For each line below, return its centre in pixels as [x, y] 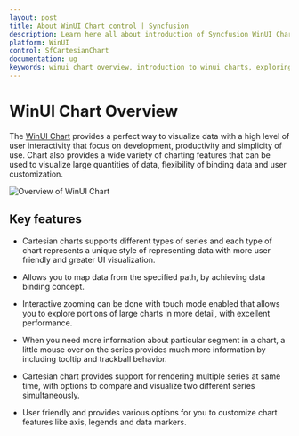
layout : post [33, 17]
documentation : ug [43, 59]
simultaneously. [51, 395]
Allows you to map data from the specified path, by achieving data [144, 276]
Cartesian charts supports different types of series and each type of [147, 241]
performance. [47, 323]
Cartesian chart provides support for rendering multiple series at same [151, 376]
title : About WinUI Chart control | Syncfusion [99, 26]
